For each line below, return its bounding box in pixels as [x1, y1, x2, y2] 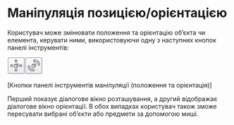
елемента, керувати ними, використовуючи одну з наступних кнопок [7, 35, 217, 44]
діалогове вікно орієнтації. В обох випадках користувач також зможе [7, 102, 217, 110]
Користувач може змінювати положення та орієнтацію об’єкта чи [7, 28, 206, 37]
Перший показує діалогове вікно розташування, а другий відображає [7, 94, 218, 103]
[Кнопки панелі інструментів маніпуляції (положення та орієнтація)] [7, 81, 213, 89]
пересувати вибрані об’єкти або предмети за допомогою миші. [7, 109, 199, 118]
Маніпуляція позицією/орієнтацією [7, 5, 228, 21]
